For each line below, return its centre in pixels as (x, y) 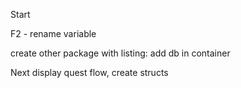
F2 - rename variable (53, 33)
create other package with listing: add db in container (120, 53)
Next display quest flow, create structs (89, 72)
